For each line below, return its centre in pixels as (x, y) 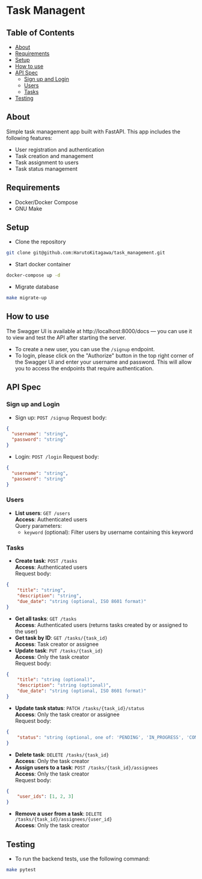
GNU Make (29, 209)
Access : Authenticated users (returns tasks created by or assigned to (101, 625)
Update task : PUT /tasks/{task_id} (59, 651)
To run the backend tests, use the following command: (82, 859)
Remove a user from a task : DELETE (58, 814)
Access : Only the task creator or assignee (67, 714)
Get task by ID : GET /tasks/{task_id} (61, 637)
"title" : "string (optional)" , (56, 680)
